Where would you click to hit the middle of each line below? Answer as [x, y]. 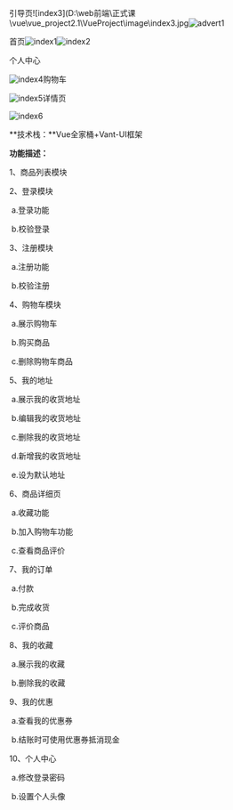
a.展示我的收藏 [38, 664]
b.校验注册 [31, 286]
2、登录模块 [31, 191]
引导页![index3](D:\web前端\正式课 [72, 13]
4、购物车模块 [36, 304]
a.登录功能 [30, 210]
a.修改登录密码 [38, 778]
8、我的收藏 [31, 645]
